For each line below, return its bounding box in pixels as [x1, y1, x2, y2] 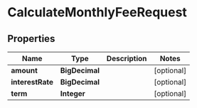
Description [106, 54, 147, 63]
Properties [7, 33, 55, 45]
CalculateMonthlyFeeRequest [7, 4, 187, 21]
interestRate [11, 77, 53, 87]
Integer [60, 89, 85, 98]
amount [11, 65, 38, 75]
